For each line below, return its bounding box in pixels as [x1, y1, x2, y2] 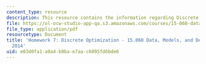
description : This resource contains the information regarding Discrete [6, 15, 199, 21]
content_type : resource [6, 9, 67, 15]
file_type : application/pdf [6, 26, 78, 32]
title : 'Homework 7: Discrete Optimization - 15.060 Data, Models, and [6, 37, 193, 43]
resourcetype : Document [6, 32, 67, 38]
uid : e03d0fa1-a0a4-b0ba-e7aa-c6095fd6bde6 [6, 49, 120, 55]
